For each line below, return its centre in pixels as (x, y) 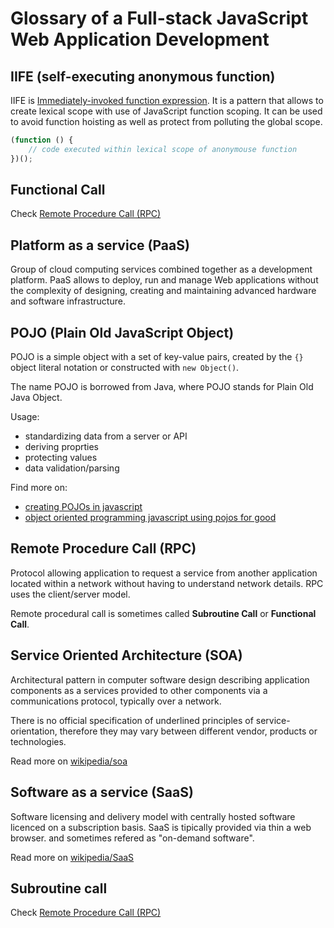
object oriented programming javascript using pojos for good (150, 518)
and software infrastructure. (68, 301)
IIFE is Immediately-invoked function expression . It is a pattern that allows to (167, 100)
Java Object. (36, 398)
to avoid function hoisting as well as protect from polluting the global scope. (166, 121)
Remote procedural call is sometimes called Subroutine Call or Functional (163, 613)
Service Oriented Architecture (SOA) (126, 655)
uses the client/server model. (70, 594)
